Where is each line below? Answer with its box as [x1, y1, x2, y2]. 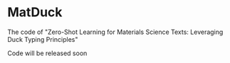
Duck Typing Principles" [7, 35, 78, 43]
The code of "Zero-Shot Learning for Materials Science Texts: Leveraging [7, 28, 224, 36]
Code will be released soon [7, 49, 88, 57]
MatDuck [7, 4, 63, 21]
